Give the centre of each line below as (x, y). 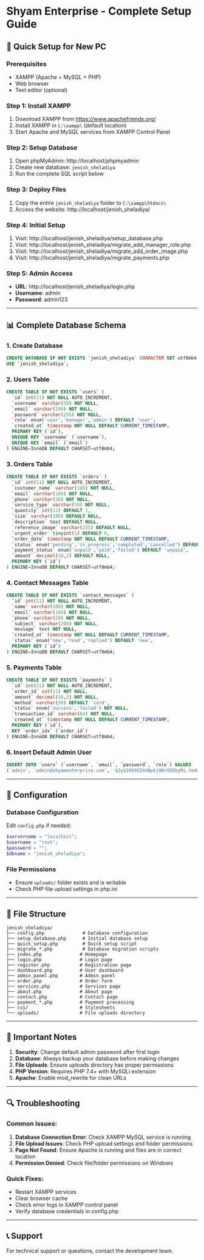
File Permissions (31, 869)
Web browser (32, 83)
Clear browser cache (41, 1198)
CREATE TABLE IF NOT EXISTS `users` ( (55, 392)
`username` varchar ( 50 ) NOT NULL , (55, 403)
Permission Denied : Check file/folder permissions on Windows (94, 1163)
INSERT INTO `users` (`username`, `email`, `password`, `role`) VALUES (99, 765)
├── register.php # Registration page (69, 965)
